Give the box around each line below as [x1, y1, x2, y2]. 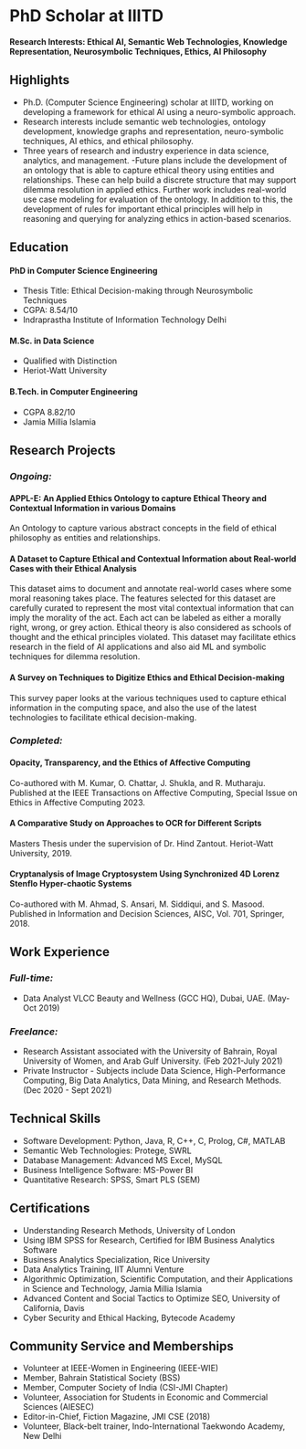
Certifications [9, 1201, 90, 1216]
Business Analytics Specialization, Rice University [22, 1254, 210, 1265]
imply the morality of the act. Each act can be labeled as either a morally [9, 613, 281, 624]
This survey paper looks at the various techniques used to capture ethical [9, 692, 287, 703]
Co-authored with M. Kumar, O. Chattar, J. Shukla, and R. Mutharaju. [9, 777, 267, 788]
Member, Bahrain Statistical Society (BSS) [22, 1372, 181, 1383]
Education [9, 239, 69, 255]
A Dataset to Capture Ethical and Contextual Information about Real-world [9, 553, 297, 564]
